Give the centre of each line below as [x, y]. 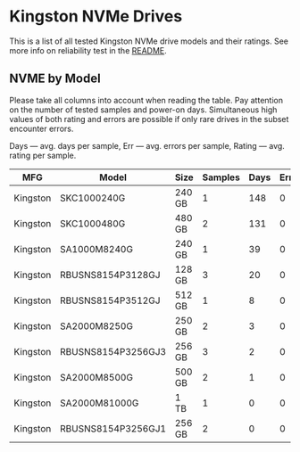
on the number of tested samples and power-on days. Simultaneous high [143, 110]
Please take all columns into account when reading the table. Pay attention [146, 100]
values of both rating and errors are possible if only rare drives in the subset [149, 119]
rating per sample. [43, 155]
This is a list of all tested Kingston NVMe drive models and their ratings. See [149, 41]
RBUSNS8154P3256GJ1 [113, 428]
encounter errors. [42, 128]
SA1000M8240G [96, 249]
